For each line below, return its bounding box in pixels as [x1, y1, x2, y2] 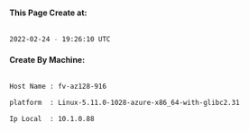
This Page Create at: [9, 7, 88, 18]
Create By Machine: [9, 54, 86, 65]
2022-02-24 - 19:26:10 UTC [9, 35, 111, 44]
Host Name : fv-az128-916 [9, 82, 106, 92]
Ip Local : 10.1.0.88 [9, 115, 95, 124]
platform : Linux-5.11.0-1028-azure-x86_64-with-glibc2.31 [9, 99, 241, 108]
